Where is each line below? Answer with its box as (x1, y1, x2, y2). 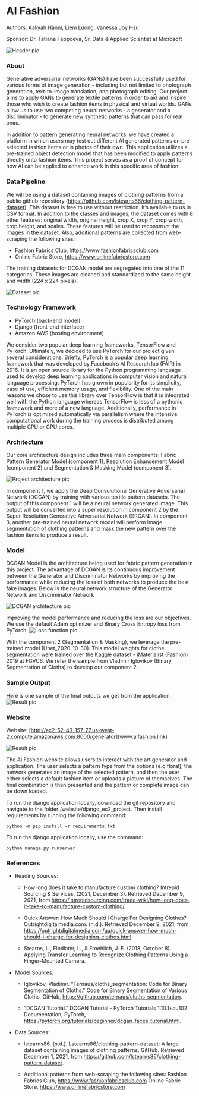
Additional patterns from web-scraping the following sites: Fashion (23, 1071, 187, 1078)
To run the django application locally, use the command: (6, 834, 144, 841)
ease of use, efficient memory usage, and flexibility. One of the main (6, 385, 173, 392)
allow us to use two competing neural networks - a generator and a (6, 107, 171, 114)
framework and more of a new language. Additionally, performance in (6, 404, 176, 411)
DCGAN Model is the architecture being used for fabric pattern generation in (6, 560, 193, 567)
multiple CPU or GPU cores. (6, 423, 74, 430)
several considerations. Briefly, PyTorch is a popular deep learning (6, 354, 169, 361)
